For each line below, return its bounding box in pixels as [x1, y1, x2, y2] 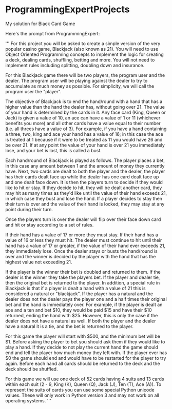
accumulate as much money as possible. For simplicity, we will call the [5, 83, 155, 89]
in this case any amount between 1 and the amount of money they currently [5, 162, 165, 169]
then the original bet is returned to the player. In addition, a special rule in [5, 279, 160, 285]
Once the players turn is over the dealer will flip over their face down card [5, 216, 161, 222]
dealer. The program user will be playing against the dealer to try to [5, 77, 148, 84]
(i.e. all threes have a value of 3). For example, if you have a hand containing [5, 126, 167, 132]
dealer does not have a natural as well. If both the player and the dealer [5, 318, 156, 324]
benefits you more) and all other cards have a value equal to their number [5, 120, 161, 126]
